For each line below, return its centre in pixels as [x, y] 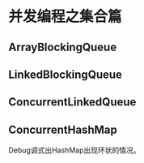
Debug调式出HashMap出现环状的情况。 [74, 150]
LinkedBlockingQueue [66, 74]
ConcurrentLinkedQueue [72, 102]
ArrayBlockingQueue [63, 47]
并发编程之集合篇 [66, 17]
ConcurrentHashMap [63, 129]
